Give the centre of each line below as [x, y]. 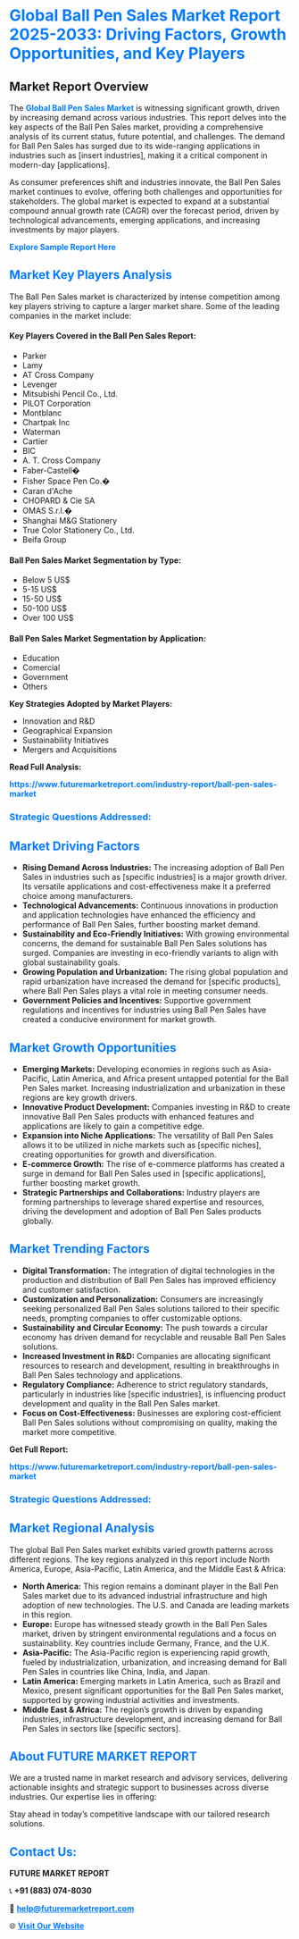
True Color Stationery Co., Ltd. [79, 530]
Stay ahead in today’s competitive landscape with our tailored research [140, 1814]
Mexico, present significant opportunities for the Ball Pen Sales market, [153, 1691]
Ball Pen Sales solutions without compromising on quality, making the [149, 1423]
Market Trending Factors [79, 1249]
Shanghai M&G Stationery [70, 521]
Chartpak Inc [46, 423]
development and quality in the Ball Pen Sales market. [121, 1403]
